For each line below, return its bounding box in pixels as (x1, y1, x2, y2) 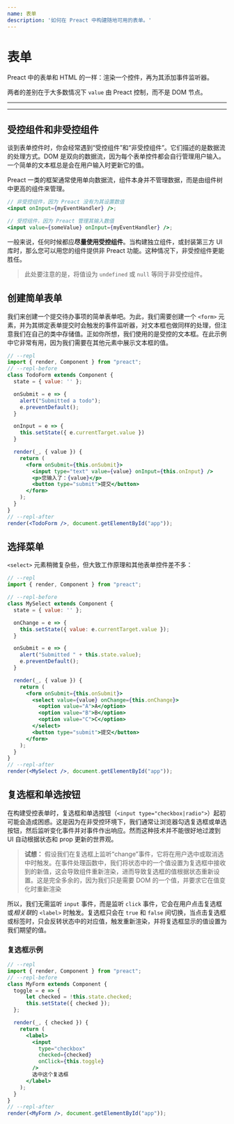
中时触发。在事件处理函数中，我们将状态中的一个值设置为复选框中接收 (24, 858, 226, 866)
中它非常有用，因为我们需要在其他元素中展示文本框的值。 (7, 338, 172, 346)
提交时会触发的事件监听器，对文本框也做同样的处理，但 (61, 320, 221, 329)
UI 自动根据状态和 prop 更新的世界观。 (7, 835, 118, 843)
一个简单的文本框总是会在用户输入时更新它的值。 (7, 161, 148, 170)
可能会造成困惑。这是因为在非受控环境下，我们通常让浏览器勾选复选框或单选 (7, 818, 227, 826)
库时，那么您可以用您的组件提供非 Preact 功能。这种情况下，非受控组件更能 (7, 246, 225, 255)
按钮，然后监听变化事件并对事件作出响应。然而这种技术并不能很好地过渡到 (7, 826, 221, 834)
